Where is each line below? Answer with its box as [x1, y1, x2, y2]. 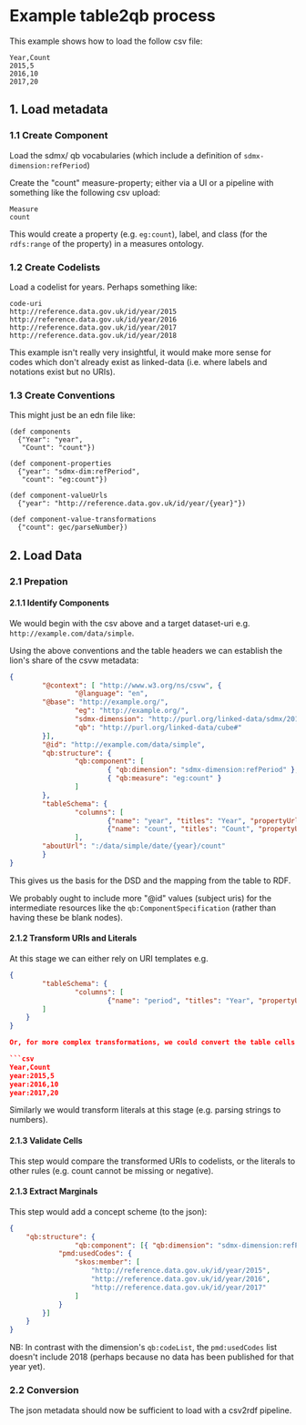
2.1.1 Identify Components [9, 597, 109, 608]
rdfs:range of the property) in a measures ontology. [9, 238, 205, 249]
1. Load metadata [9, 102, 108, 117]
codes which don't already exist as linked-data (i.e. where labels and [9, 356, 268, 367]
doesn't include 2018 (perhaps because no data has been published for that [9, 1351, 294, 1362]
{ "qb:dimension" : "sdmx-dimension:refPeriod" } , [107, 766, 300, 775]
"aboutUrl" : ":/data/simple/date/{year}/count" [42, 841, 226, 851]
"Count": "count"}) [21, 443, 96, 453]
